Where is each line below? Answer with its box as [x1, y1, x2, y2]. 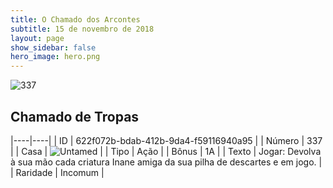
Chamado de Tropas [10, 108, 140, 125]
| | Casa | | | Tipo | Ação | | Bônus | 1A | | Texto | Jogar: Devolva [10, 145, 322, 157]
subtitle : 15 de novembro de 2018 [10, 24, 155, 34]
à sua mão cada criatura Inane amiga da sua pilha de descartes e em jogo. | [10, 156, 323, 168]
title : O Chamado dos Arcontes [10, 14, 141, 25]
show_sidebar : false [10, 42, 97, 53]
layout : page [10, 33, 65, 43]
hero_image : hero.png [10, 52, 101, 62]
